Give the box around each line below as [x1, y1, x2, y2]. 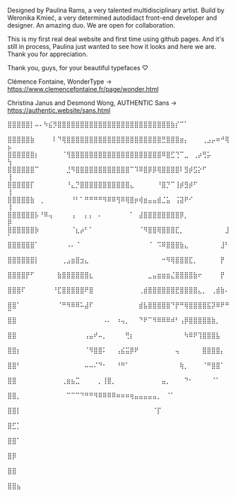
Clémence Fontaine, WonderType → [7, 77, 112, 86]
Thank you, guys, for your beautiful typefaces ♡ [7, 64, 149, 72]
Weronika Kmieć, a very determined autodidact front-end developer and [7, 13, 218, 22]
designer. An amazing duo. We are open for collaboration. [7, 21, 175, 29]
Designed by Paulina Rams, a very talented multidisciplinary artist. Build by [7, 6, 225, 14]
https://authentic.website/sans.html [7, 106, 111, 114]
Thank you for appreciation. [7, 50, 88, 58]
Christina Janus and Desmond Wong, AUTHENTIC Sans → [7, 99, 177, 107]
